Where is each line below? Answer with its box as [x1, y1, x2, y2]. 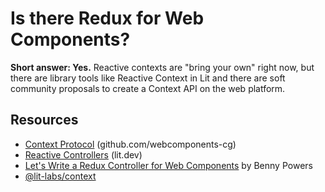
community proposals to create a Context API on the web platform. [10, 82, 286, 94]
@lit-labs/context [24, 170, 97, 182]
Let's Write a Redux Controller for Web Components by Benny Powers [24, 159, 313, 171]
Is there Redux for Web [10, 7, 205, 30]
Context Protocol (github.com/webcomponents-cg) [24, 138, 237, 150]
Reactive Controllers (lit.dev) [24, 148, 143, 161]
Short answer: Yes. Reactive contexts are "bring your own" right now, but [10, 61, 315, 73]
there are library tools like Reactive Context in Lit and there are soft [10, 72, 286, 84]
